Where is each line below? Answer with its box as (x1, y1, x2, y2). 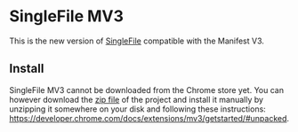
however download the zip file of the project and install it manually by (9, 94, 264, 105)
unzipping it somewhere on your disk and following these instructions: (9, 104, 267, 114)
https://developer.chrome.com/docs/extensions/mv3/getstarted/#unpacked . (9, 113, 290, 123)
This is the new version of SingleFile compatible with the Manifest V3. (9, 35, 265, 46)
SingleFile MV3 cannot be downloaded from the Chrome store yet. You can (9, 84, 285, 95)
